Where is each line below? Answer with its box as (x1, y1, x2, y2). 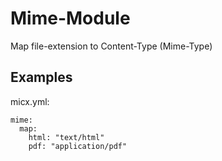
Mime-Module (10, 7, 131, 30)
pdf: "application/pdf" (28, 141, 128, 151)
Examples (10, 69, 73, 86)
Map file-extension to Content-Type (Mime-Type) (10, 40, 213, 52)
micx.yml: (10, 95, 50, 107)
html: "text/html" (28, 132, 105, 142)
